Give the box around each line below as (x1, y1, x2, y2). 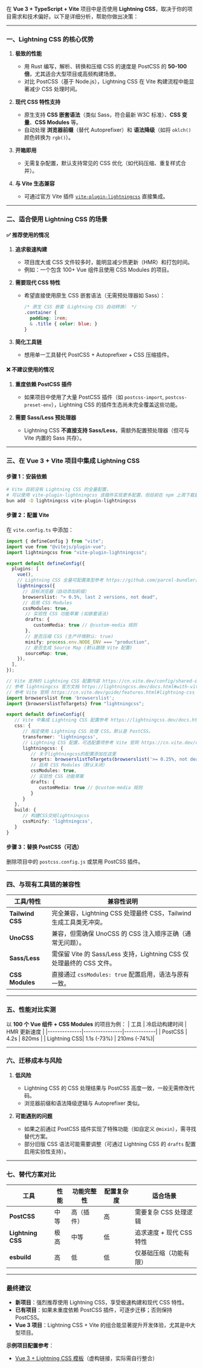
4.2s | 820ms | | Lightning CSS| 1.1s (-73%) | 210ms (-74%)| (6, 1035, 155, 1042)
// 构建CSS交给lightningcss (22, 813, 89, 819)
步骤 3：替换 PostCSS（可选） (6, 843, 83, 851)
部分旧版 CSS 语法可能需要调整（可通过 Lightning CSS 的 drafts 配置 (24, 1140, 196, 1147)
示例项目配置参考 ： (6, 1342, 54, 1349)
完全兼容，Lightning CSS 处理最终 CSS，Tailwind (51, 909, 192, 917)
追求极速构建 (14, 246, 47, 253)
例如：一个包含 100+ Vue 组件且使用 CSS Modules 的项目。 (24, 266, 172, 273)
